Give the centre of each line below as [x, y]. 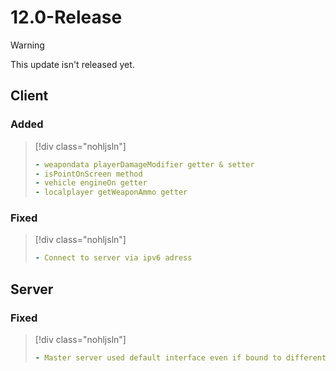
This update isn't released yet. [72, 64]
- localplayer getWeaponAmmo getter [111, 192]
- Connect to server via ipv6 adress [113, 258]
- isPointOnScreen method [88, 174]
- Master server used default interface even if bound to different [180, 357]
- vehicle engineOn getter [91, 183]
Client [29, 96]
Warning [27, 45]
